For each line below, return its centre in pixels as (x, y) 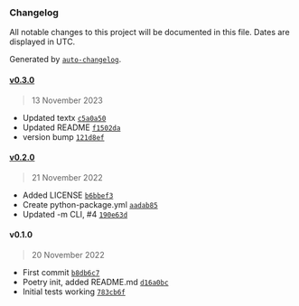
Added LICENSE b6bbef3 (68, 195)
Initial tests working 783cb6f (74, 292)
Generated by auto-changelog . (65, 60)
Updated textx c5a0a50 (64, 117)
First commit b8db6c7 (61, 272)
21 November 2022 (67, 177)
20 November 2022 (68, 255)
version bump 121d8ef (63, 136)
